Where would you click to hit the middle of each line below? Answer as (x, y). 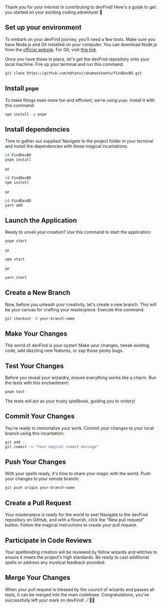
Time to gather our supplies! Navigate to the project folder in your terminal (79, 141)
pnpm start (16, 241)
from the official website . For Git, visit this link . (51, 49)
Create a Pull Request (38, 503)
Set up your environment (43, 28)
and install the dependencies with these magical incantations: (67, 146)
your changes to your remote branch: (42, 479)
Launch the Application (41, 220)
